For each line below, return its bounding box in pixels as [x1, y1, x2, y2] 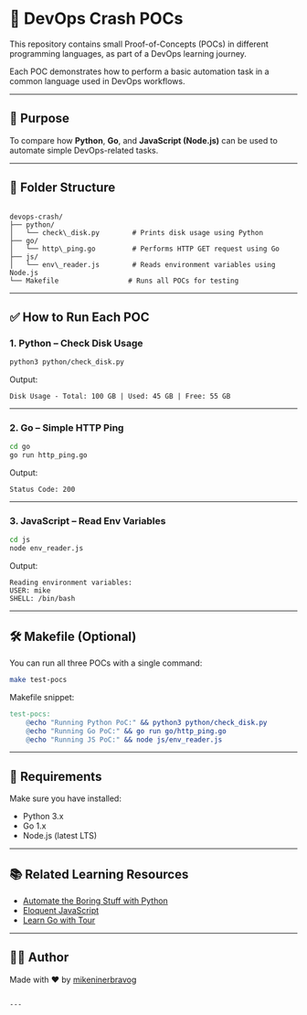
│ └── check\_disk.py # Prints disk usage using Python [9, 228, 263, 237]
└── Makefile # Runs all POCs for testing [9, 276, 239, 285]
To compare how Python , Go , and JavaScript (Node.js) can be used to [9, 134, 279, 145]
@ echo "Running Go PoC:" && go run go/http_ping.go [26, 726, 227, 735]
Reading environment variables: [9, 578, 132, 588]
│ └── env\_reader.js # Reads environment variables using [9, 260, 276, 269]
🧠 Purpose [9, 111, 70, 126]
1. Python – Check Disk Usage [9, 337, 143, 349]
